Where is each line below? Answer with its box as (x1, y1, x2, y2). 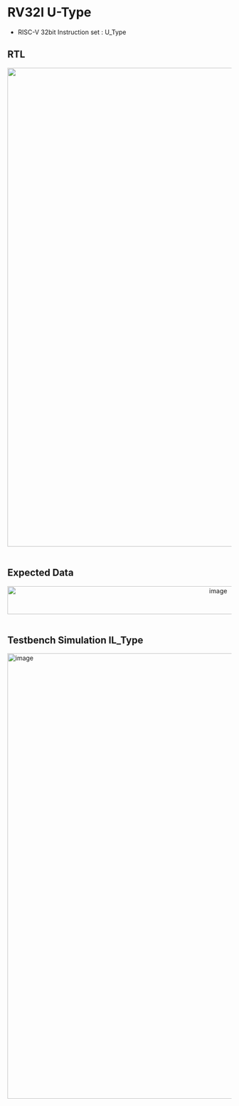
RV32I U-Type (7, 4, 92, 21)
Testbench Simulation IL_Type (7, 634, 144, 646)
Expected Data (7, 567, 74, 579)
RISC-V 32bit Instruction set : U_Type (17, 28, 127, 36)
